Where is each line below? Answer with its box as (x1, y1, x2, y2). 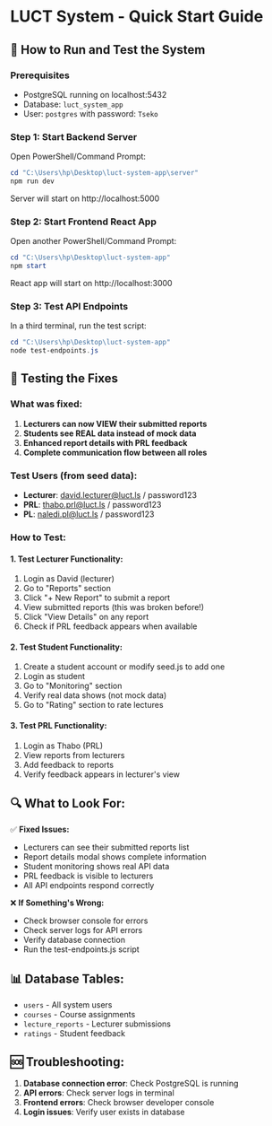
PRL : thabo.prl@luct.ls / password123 (22, 500, 162, 510)
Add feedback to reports (22, 759, 115, 770)
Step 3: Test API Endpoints (10, 300, 129, 312)
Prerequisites (10, 69, 70, 82)
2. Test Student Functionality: (10, 642, 123, 652)
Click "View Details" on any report (22, 612, 149, 623)
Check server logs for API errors (22, 925, 143, 936)
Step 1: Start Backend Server (10, 130, 138, 143)
